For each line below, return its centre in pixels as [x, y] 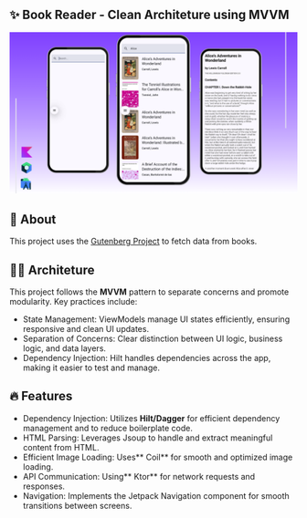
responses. [44, 486]
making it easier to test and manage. [91, 368]
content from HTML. [61, 447]
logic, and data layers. [64, 348]
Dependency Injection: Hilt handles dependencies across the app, [147, 357]
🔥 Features [41, 396]
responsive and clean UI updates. [85, 328]
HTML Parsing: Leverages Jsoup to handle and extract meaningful [148, 438]
